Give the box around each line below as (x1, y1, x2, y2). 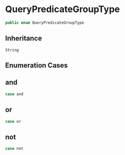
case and (5, 92, 24, 97)
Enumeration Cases (5, 61, 68, 70)
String (5, 47, 19, 52)
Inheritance (5, 34, 42, 43)
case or (5, 119, 22, 124)
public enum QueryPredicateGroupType (5, 20, 84, 25)
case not (5, 146, 24, 151)
